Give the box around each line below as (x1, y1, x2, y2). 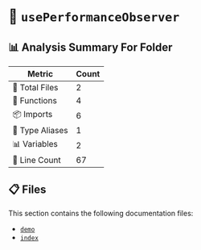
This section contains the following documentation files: (8, 208, 194, 218)
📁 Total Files (12, 82, 59, 93)
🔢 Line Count (12, 155, 62, 165)
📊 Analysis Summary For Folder (8, 40, 173, 54)
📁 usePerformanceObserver (8, 7, 180, 26)
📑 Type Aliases (12, 125, 68, 135)
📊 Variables (12, 139, 59, 149)
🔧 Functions (12, 95, 58, 106)
